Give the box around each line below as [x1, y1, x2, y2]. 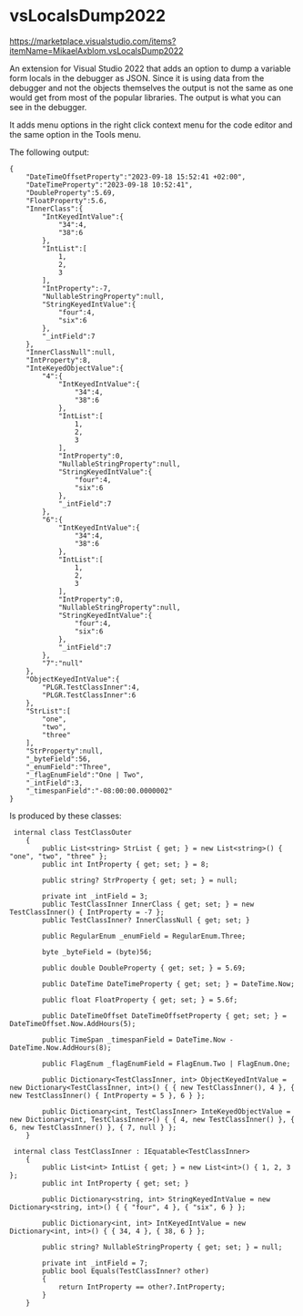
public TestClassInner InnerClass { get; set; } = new [42, 900, 255, 909]
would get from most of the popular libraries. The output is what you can [9, 92, 282, 103]
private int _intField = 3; [42, 891, 148, 900]
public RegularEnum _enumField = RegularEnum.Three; [42, 931, 247, 941]
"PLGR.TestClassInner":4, [42, 683, 141, 692]
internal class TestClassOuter [13, 828, 132, 837]
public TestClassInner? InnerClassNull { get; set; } [42, 915, 250, 925]
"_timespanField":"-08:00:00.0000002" [25, 786, 173, 796]
